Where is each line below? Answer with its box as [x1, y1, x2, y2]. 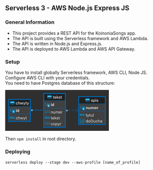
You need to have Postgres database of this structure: [5, 80, 115, 86]
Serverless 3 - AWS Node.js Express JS [5, 4, 130, 12]
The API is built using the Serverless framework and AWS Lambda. [12, 35, 149, 41]
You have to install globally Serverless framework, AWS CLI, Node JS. [5, 69, 148, 75]
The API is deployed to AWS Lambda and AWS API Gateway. [12, 46, 136, 52]
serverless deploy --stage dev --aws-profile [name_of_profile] [5, 160, 141, 165]
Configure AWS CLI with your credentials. [5, 74, 90, 81]
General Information [5, 19, 55, 26]
